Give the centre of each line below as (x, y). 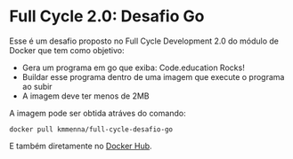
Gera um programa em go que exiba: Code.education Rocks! (133, 68)
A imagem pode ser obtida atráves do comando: (98, 113)
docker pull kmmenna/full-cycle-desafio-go (91, 129)
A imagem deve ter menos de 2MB (85, 96)
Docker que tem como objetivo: (67, 50)
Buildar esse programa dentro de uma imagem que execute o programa (153, 76)
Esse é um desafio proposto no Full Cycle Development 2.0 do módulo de (144, 41)
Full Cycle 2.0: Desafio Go (107, 16)
